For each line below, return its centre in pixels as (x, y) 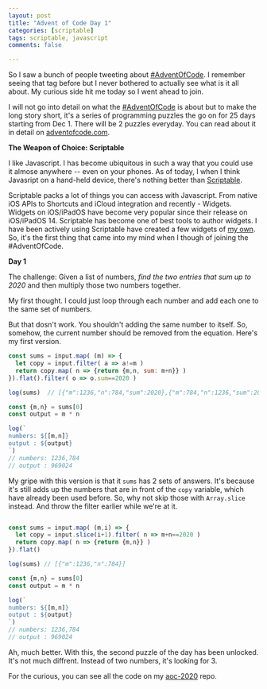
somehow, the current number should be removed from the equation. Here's (133, 333)
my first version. (35, 342)
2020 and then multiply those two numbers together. (95, 285)
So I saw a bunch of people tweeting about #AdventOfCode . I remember (127, 75)
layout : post (30, 15)
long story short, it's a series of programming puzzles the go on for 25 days (132, 115)
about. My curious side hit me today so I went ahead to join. (106, 91)
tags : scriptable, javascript (58, 38)
